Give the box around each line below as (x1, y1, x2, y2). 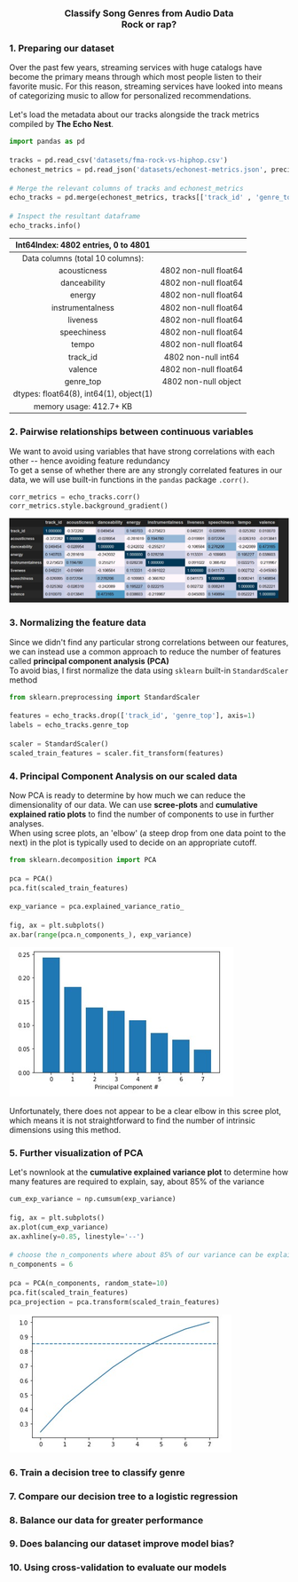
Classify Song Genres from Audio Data (64, 7, 234, 20)
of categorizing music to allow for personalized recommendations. (9, 91, 252, 101)
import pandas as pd (9, 137, 86, 146)
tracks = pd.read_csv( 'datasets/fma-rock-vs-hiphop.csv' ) (9, 155, 228, 164)
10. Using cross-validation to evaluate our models (9, 1562, 227, 1574)
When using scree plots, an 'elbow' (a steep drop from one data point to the (9, 828, 286, 839)
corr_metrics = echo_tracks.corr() (9, 492, 141, 502)
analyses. (9, 819, 44, 829)
